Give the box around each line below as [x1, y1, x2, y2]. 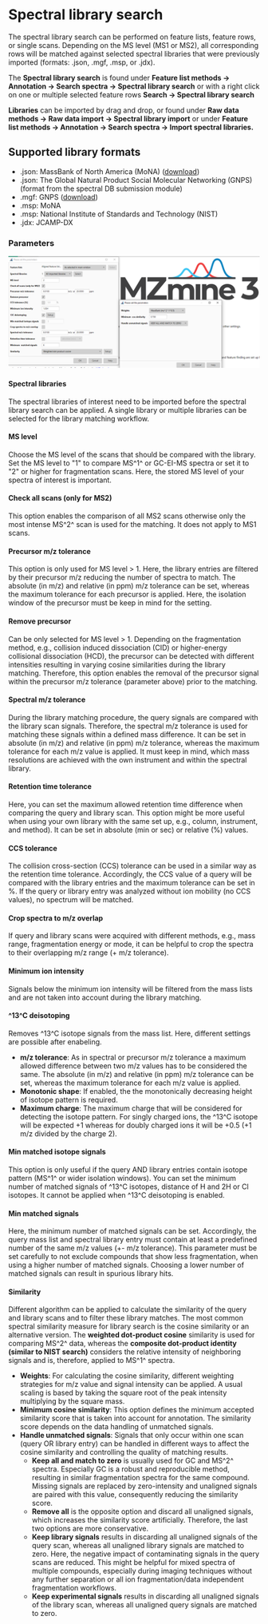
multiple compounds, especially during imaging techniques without [31, 1567, 253, 1576]
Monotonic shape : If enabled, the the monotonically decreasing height [19, 1086, 253, 1095]
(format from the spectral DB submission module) [19, 184, 183, 193]
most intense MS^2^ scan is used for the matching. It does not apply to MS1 [8, 520, 257, 529]
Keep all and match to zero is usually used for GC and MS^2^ [31, 1456, 234, 1466]
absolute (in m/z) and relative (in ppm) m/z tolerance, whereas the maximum [8, 738, 260, 747]
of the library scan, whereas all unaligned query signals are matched [31, 1600, 258, 1610]
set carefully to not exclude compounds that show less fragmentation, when [8, 1252, 258, 1262]
